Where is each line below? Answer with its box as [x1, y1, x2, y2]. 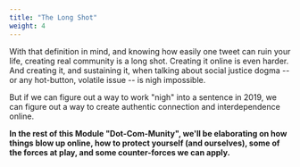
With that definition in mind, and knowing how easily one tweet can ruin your [9, 46, 291, 56]
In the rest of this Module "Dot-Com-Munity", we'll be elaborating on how [9, 128, 287, 138]
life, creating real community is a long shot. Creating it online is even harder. [9, 55, 289, 66]
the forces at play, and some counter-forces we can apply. [9, 146, 230, 157]
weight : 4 [9, 21, 46, 30]
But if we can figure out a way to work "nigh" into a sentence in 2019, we [9, 91, 277, 103]
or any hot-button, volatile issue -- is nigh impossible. [9, 74, 206, 85]
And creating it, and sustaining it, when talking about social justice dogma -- [9, 64, 290, 76]
